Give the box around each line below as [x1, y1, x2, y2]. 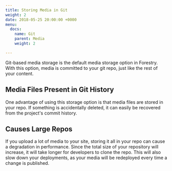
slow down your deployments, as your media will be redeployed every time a [5, 155, 167, 161]
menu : [5, 22, 17, 27]
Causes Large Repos [5, 124, 73, 134]
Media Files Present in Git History [5, 85, 114, 94]
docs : [10, 27, 22, 32]
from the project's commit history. [5, 110, 77, 116]
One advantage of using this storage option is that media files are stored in [5, 99, 163, 105]
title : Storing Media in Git [5, 7, 68, 13]
